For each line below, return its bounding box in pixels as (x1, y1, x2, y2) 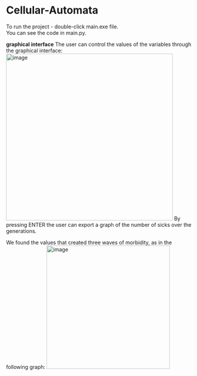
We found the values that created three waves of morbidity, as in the (6, 239, 172, 246)
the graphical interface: (6, 47, 63, 54)
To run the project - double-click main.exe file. (6, 23, 119, 30)
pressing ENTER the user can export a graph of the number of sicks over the (6, 221, 192, 228)
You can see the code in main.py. (6, 29, 86, 36)
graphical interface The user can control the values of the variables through (6, 41, 192, 48)
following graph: (6, 363, 46, 370)
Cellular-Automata (6, 4, 99, 17)
